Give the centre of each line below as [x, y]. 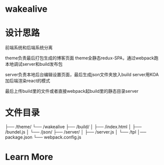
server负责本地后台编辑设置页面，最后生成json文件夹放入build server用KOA [82, 75]
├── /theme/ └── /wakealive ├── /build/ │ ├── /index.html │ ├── [73, 127]
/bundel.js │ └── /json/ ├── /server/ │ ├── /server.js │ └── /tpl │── [76, 132]
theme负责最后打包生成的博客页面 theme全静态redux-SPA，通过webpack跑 [82, 58]
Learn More [29, 157]
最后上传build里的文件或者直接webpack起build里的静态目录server [72, 91]
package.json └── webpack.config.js [43, 137]
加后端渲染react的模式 [28, 81]
